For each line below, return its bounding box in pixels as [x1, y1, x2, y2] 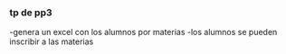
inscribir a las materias [9, 36, 94, 47]
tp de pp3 [9, 6, 52, 19]
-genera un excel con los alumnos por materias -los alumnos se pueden [9, 27, 278, 38]
